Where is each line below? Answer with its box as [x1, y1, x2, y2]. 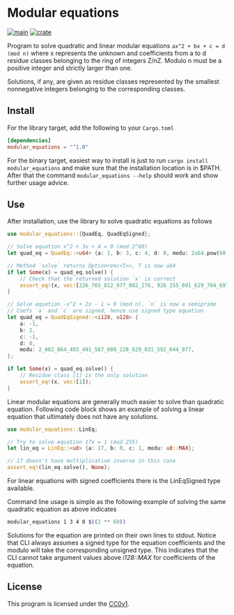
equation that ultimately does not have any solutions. [7, 412, 159, 420]
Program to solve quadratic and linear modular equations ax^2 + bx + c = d [7, 41, 225, 50]
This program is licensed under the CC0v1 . [7, 599, 130, 608]
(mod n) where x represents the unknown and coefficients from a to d [7, 49, 207, 57]
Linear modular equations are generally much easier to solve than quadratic [7, 397, 224, 406]
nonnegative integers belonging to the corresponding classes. [7, 84, 186, 93]
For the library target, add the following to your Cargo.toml [7, 124, 174, 132]
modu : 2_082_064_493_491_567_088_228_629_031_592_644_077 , [19, 346, 195, 353]
